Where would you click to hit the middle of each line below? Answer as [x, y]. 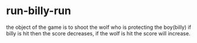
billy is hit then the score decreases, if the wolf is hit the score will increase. [98, 33]
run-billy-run [39, 11]
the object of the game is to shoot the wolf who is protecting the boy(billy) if [98, 27]
